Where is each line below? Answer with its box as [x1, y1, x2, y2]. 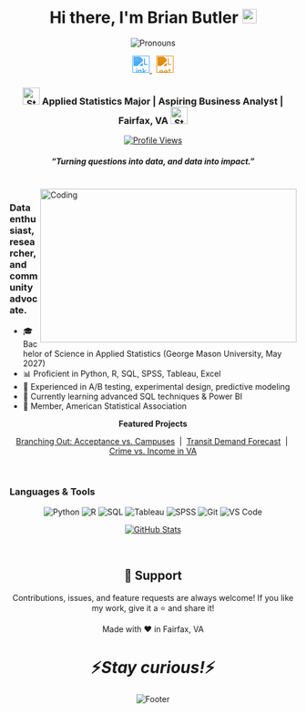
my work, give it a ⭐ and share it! [91, 602, 215, 613]
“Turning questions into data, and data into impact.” [51, 156, 255, 167]
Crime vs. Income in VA [108, 445, 198, 456]
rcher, [9, 247, 36, 260]
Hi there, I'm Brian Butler [49, 7, 239, 28]
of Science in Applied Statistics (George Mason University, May [44, 348, 282, 359]
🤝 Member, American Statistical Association [22, 400, 188, 412]
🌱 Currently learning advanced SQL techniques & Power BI [22, 391, 243, 402]
